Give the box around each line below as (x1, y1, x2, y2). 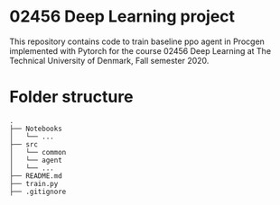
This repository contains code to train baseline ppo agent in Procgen (9, 36, 265, 47)
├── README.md (9, 171, 63, 181)
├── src (9, 139, 39, 149)
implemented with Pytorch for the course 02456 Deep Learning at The (9, 45, 272, 56)
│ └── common (9, 147, 67, 156)
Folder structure (9, 87, 134, 107)
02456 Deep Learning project (9, 6, 236, 27)
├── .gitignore (9, 187, 67, 196)
